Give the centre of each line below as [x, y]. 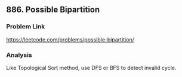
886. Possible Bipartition [53, 10]
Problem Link [26, 27]
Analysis [19, 54]
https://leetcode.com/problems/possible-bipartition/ [70, 39]
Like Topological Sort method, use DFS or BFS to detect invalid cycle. [91, 68]
